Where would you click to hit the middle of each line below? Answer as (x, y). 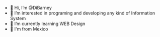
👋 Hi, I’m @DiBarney (31, 8)
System (18, 18)
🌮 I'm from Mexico (29, 29)
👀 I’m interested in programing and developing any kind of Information (82, 13)
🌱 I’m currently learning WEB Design (48, 23)
